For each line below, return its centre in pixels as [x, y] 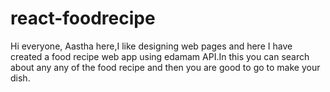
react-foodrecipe [83, 18]
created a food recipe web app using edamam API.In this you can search [160, 56]
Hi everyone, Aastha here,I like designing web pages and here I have [151, 46]
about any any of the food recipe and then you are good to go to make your [165, 67]
